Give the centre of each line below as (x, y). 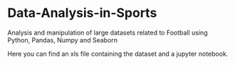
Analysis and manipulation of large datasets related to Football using (108, 32)
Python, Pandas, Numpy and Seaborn (63, 40)
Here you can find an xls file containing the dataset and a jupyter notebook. (118, 54)
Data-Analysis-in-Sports (82, 13)
